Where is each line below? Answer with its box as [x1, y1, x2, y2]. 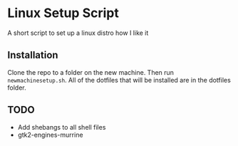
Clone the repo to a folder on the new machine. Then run [7, 68, 175, 76]
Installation [7, 49, 58, 61]
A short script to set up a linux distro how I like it [7, 28, 149, 37]
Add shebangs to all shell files [17, 122, 106, 131]
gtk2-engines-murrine [17, 130, 83, 139]
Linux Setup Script [7, 5, 119, 21]
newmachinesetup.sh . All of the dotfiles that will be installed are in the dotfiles [7, 75, 232, 84]
